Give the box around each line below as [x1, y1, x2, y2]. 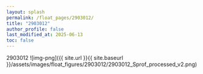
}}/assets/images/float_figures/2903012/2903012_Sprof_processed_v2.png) [6, 61, 198, 68]
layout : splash [6, 9, 45, 15]
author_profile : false [6, 26, 64, 32]
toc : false [6, 37, 34, 43]
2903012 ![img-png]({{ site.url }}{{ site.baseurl [6, 54, 124, 61]
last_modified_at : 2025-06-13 [6, 32, 84, 38]
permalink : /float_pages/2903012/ [6, 15, 94, 21]
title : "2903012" [6, 20, 51, 26]
